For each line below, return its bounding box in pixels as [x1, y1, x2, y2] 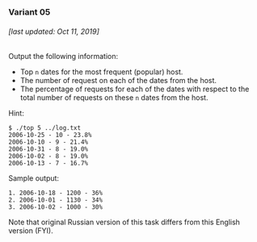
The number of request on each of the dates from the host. [19, 76, 217, 86]
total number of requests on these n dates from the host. [19, 93, 209, 102]
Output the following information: [8, 52, 119, 61]
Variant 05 [8, 6, 51, 18]
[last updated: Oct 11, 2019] [8, 27, 99, 36]
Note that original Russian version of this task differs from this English [8, 217, 241, 227]
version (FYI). [8, 226, 54, 236]
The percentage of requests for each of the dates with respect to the [19, 84, 250, 94]
